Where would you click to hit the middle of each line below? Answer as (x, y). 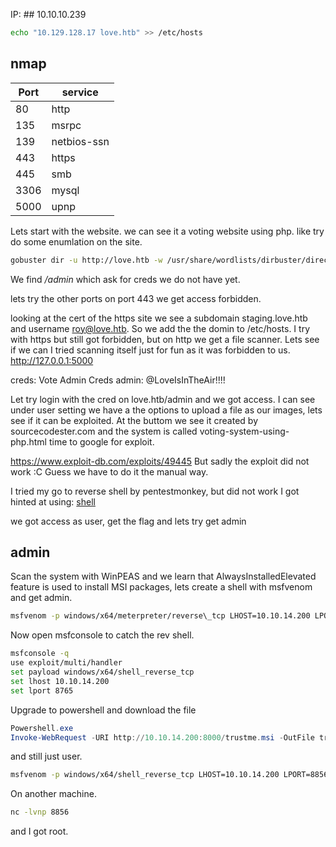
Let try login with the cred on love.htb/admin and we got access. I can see (163, 399)
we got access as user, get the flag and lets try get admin (128, 521)
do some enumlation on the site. (76, 241)
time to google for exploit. (101, 441)
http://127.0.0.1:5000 (52, 360)
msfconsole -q (40, 654)
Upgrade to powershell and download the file (103, 710)
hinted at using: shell (53, 501)
